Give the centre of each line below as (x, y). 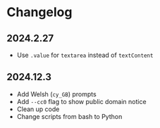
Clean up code (38, 109)
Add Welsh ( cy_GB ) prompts (56, 94)
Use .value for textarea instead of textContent (85, 55)
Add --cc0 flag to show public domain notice (81, 101)
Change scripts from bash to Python (69, 116)
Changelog (39, 12)
